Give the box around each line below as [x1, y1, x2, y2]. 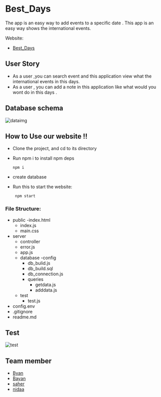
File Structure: [5, 205, 41, 212]
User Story [5, 59, 40, 68]
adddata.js [35, 287, 57, 293]
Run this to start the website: [12, 184, 72, 190]
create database [12, 174, 47, 180]
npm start [15, 194, 36, 199]
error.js [20, 244, 35, 250]
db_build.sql [27, 265, 53, 271]
